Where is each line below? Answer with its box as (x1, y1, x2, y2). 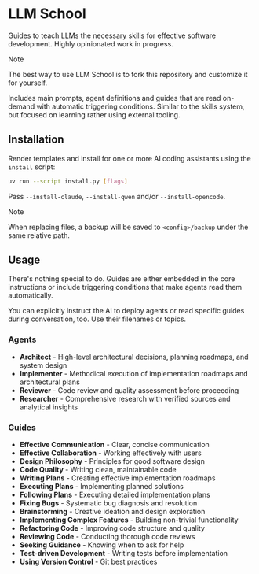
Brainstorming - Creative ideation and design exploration (19, 507, 206, 517)
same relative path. (8, 230, 71, 240)
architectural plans (19, 377, 80, 387)
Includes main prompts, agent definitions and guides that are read (8, 93, 221, 102)
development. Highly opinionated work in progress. (8, 39, 174, 48)
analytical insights (19, 402, 78, 412)
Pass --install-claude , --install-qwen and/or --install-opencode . (8, 191, 226, 201)
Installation (8, 133, 64, 146)
